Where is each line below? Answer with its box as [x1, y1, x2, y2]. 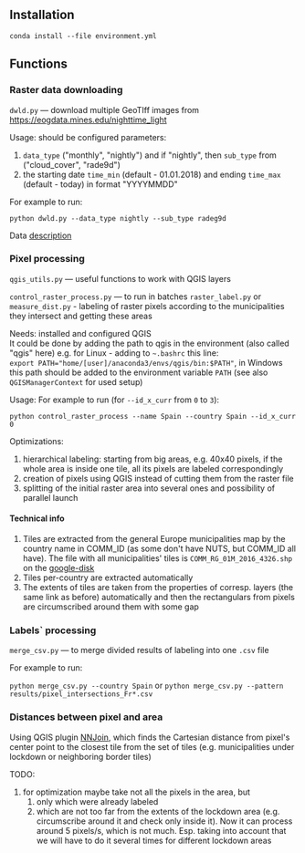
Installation [9, 7, 75, 23]
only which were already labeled [36, 796, 159, 806]
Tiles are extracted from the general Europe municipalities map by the [22, 534, 286, 544]
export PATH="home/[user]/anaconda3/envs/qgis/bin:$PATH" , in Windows [9, 357, 283, 368]
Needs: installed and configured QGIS [9, 328, 152, 338]
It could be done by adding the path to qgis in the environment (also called [9, 338, 289, 348]
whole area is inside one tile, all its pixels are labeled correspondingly [22, 463, 284, 473]
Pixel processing [9, 253, 85, 265]
